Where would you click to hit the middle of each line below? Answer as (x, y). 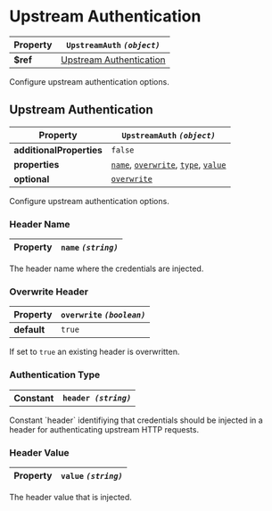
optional (32, 178)
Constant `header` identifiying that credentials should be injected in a (136, 420)
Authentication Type (55, 375)
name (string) (90, 248)
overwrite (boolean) (103, 315)
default (29, 330)
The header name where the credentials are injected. (107, 268)
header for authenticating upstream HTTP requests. (104, 429)
